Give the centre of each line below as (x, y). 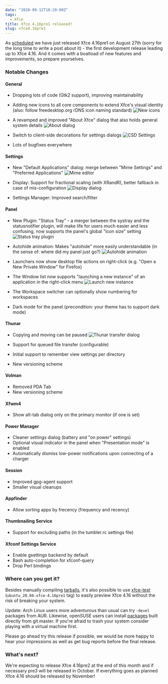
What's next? (22, 654)
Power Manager (22, 426)
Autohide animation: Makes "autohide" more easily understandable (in (85, 246)
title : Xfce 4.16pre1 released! (39, 24)
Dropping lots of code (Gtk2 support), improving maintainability (78, 95)
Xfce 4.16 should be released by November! (50, 676)
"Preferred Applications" (38, 173)
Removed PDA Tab (32, 387)
